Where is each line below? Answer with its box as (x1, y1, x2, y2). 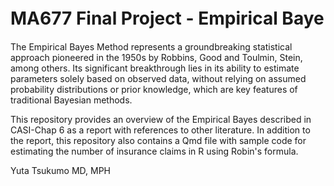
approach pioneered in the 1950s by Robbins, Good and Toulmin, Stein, (10, 51, 303, 63)
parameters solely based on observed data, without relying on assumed (10, 72, 307, 84)
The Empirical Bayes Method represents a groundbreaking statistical (10, 40, 293, 53)
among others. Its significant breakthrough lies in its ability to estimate (10, 62, 300, 74)
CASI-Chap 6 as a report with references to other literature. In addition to (10, 124, 311, 136)
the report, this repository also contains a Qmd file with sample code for (10, 134, 307, 146)
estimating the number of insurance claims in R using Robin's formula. (10, 145, 299, 157)
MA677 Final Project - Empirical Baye (10, 7, 325, 30)
